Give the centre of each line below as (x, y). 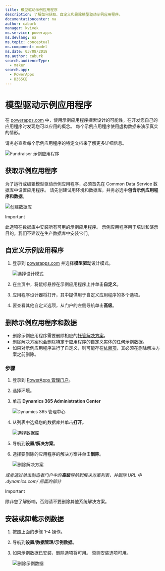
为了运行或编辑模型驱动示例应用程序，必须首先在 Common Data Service (79, 184)
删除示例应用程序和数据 (41, 323)
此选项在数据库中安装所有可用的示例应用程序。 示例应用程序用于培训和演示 (82, 227)
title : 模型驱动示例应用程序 (31, 10)
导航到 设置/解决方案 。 (35, 444)
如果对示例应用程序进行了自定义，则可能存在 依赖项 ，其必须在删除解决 (84, 348)
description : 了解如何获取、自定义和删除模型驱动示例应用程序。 (64, 14)
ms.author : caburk (24, 56)
